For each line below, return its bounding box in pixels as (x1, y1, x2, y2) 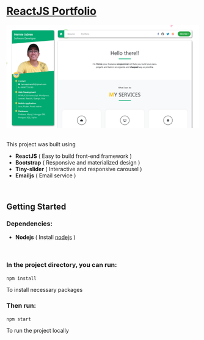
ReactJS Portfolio (6, 4, 97, 18)
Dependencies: (6, 219, 53, 228)
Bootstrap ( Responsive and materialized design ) (15, 159, 140, 166)
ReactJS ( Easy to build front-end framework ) (15, 152, 133, 160)
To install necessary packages (6, 286, 83, 294)
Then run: (6, 302, 37, 310)
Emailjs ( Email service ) (15, 172, 76, 179)
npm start (6, 316, 32, 322)
